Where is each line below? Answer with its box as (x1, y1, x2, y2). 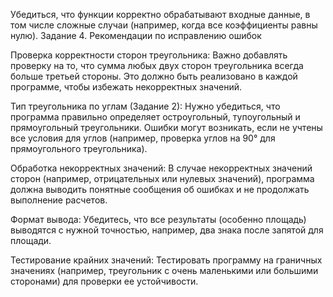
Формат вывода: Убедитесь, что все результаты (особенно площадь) (10, 214, 307, 225)
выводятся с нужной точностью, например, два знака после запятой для (10, 224, 324, 236)
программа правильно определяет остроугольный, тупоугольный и (10, 111, 301, 123)
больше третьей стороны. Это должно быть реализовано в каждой (10, 70, 298, 82)
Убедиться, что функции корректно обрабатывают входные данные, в (10, 9, 311, 20)
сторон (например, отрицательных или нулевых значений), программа (10, 173, 315, 184)
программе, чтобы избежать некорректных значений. (10, 81, 243, 93)
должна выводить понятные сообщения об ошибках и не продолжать (10, 184, 310, 195)
